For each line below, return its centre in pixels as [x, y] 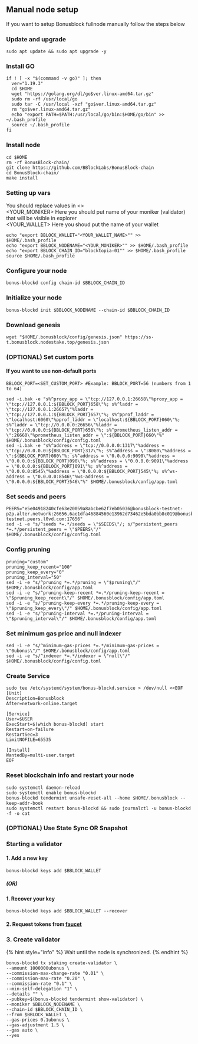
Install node [23, 145]
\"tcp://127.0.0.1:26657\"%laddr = [50, 410]
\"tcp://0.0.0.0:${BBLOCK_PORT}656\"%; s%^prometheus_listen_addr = [92, 430]
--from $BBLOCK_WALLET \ [37, 1015]
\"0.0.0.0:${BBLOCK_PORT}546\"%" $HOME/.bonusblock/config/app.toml [92, 482]
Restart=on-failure [30, 730]
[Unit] [14, 693]
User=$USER [19, 719]
